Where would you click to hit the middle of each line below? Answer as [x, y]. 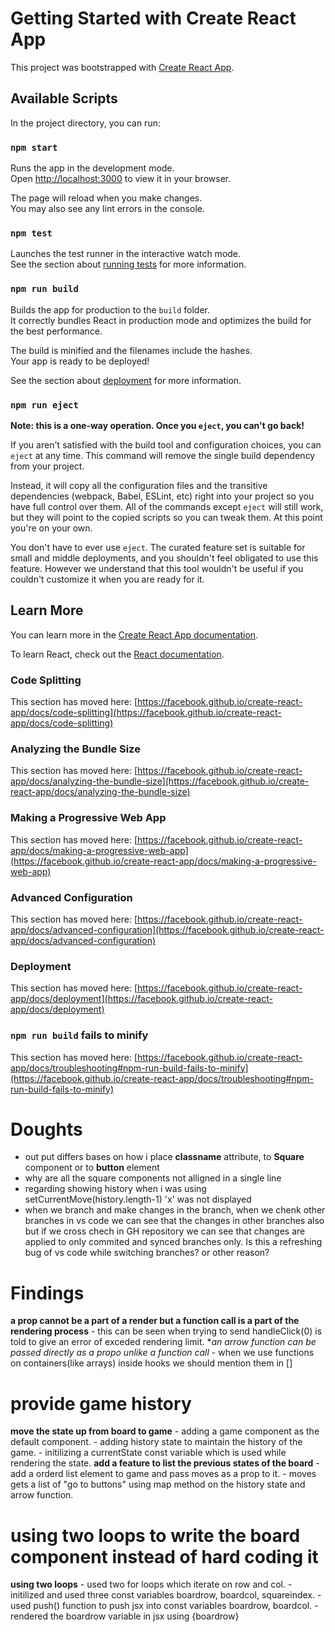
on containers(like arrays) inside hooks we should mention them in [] [151, 1363]
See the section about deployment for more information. [126, 380]
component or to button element [92, 1168]
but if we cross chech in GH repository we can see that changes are [165, 1231]
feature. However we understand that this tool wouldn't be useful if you [157, 568]
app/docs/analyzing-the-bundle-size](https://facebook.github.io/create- [160, 781]
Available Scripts [64, 98]
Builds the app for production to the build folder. [110, 309]
